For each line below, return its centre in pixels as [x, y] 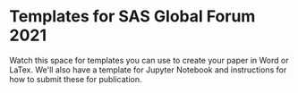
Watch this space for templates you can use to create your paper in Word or [149, 60]
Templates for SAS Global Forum [132, 17]
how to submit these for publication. [76, 79]
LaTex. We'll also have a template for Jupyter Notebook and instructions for [148, 70]
